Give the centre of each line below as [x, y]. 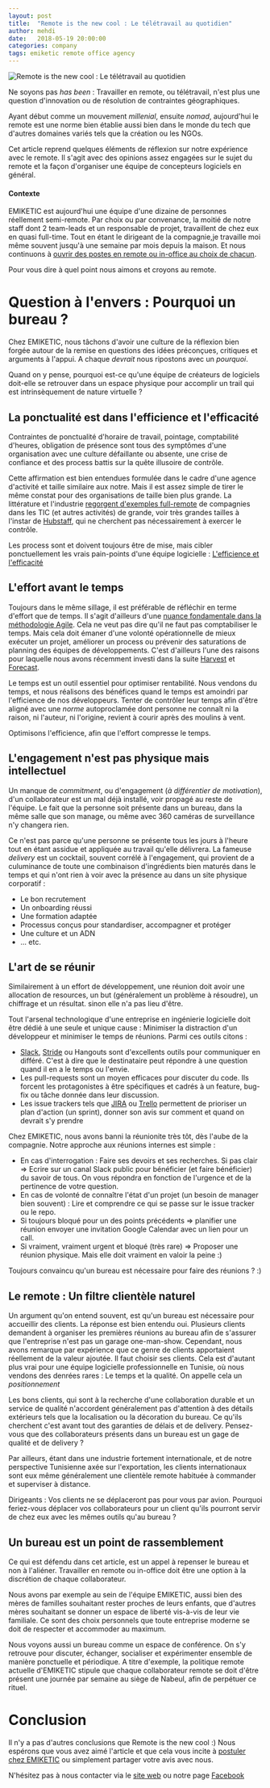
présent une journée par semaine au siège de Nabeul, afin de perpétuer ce [132, 1679]
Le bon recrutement [53, 899]
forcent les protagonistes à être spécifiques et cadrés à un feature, [131, 1086]
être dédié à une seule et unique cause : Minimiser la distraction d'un [123, 1028]
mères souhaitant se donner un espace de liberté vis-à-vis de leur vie [124, 1612]
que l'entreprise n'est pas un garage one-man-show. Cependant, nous [125, 1341]
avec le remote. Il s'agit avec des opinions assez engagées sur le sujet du [131, 157]
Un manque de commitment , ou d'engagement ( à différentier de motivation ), [135, 790]
